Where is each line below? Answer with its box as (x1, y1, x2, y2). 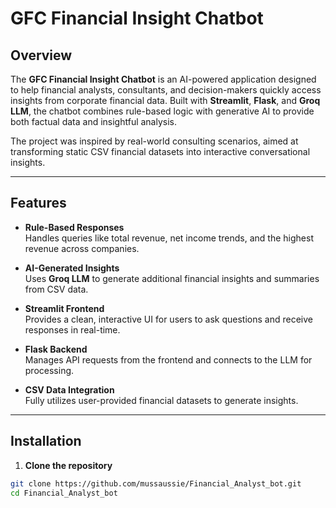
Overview (10, 47, 73, 64)
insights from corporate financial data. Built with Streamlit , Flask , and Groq (10, 95, 321, 106)
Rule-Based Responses (24, 221, 125, 233)
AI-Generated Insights (24, 262, 120, 274)
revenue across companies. (24, 242, 140, 254)
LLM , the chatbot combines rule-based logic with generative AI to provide (10, 105, 315, 117)
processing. (24, 364, 75, 376)
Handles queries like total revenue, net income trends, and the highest (24, 232, 314, 244)
